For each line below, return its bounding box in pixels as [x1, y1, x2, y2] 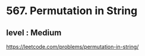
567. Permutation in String [6, 4, 138, 18]
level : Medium [6, 28, 62, 38]
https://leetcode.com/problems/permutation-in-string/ [6, 43, 139, 50]
